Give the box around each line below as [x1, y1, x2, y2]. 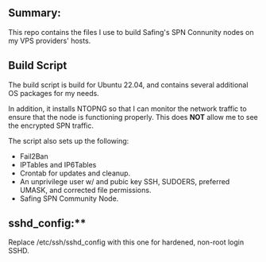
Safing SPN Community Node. [19, 194, 119, 203]
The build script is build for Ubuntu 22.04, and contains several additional [8, 79, 249, 90]
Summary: [8, 6, 61, 20]
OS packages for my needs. [8, 88, 99, 98]
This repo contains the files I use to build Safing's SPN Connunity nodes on [8, 27, 254, 37]
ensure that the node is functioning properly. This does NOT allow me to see [8, 112, 258, 121]
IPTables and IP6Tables [19, 160, 97, 169]
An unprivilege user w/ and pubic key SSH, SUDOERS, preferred [19, 176, 230, 186]
